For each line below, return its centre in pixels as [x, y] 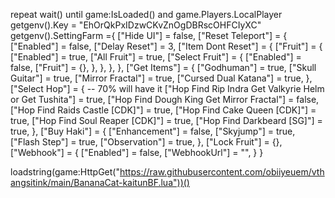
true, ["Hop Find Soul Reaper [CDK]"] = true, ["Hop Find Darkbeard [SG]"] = [166, 120]
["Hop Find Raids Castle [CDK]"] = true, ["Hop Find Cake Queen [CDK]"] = [163, 110]
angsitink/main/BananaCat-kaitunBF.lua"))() [100, 182]
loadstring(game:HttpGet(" [65, 172]
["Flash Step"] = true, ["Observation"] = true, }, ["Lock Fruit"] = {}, [146, 142]
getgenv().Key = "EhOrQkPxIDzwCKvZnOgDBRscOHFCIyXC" [136, 25]
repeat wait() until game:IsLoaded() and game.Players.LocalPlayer [146, 14]
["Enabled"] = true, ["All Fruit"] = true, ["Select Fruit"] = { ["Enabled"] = [156, 57]
